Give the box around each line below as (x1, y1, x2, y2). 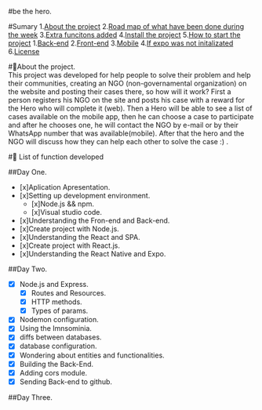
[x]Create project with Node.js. (19, 224, 119, 234)
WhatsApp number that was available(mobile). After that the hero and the (8, 129, 245, 138)
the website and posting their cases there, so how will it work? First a (8, 87, 231, 96)
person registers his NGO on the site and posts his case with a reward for (8, 96, 246, 104)
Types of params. (31, 306, 89, 316)
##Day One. (8, 168, 47, 176)
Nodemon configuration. (19, 315, 100, 325)
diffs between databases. (19, 332, 102, 342)
